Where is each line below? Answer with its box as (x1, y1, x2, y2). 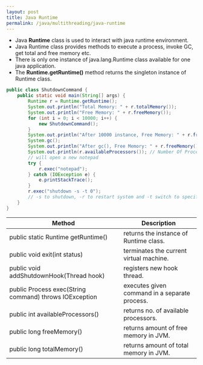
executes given (123, 281, 167, 289)
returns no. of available (123, 306, 189, 315)
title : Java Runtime (6, 15, 59, 21)
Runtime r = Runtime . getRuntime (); (28, 98, 118, 105)
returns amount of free (123, 323, 188, 332)
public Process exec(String (9, 285, 86, 294)
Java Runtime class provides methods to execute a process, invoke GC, (14, 43, 193, 50)
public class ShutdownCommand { (6, 87, 88, 93)
